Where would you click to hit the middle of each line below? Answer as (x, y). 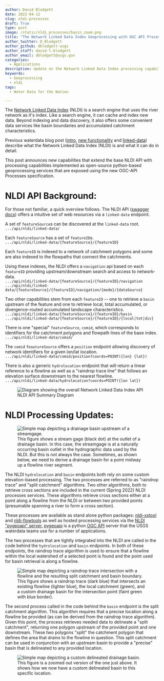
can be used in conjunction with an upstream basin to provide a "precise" (79, 643)
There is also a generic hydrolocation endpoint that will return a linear (75, 366)
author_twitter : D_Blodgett (34, 42)
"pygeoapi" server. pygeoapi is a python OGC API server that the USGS (77, 526)
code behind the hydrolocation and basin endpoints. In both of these (74, 546)
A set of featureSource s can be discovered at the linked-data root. (72, 224)
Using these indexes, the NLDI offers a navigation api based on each (74, 266)
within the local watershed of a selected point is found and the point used (79, 556)
